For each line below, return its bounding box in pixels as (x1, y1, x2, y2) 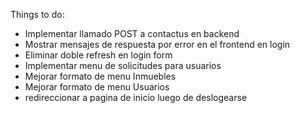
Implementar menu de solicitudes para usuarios (24, 60, 222, 71)
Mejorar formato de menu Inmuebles (24, 70, 177, 82)
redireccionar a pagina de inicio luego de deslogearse (24, 92, 248, 103)
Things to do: (10, 9, 65, 20)
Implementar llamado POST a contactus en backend (24, 28, 240, 39)
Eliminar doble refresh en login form (24, 49, 173, 61)
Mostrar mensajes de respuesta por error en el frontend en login (24, 39, 291, 50)
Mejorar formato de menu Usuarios (24, 81, 170, 93)
